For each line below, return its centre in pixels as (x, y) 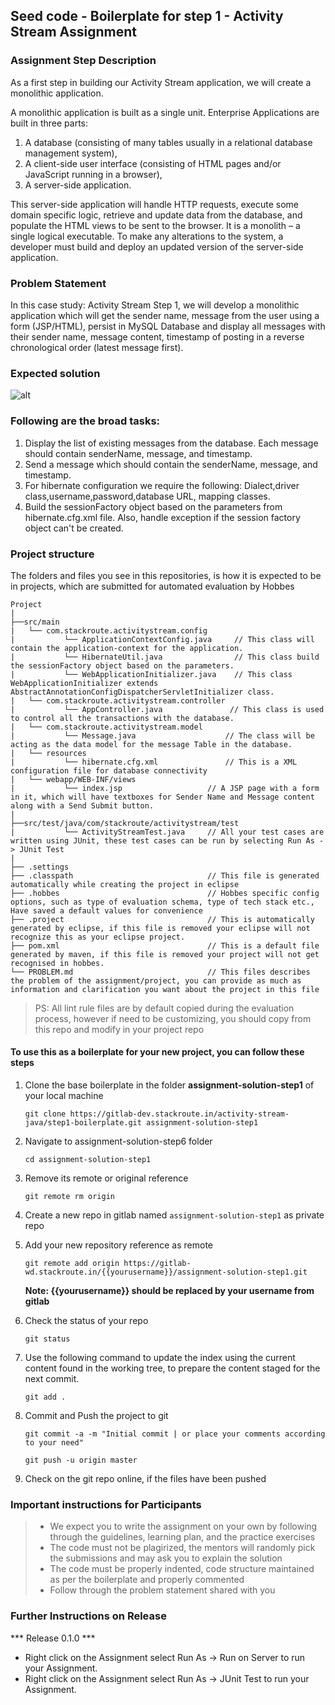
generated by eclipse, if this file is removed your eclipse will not (160, 928)
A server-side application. (78, 185)
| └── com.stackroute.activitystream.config (109, 630)
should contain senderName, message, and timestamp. (138, 453)
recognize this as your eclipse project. (98, 937)
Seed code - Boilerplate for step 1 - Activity (147, 16)
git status (47, 1339)
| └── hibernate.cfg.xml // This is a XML (154, 762)
